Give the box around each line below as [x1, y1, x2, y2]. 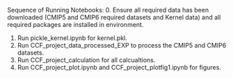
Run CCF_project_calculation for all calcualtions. [17, 56, 156, 64]
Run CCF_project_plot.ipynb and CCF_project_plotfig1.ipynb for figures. [17, 64, 221, 71]
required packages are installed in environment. [7, 21, 144, 28]
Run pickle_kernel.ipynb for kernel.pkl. [17, 34, 127, 42]
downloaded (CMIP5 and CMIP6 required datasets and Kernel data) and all [7, 13, 221, 21]
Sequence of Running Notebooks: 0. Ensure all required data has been [7, 6, 209, 14]
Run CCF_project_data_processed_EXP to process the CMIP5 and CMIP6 [17, 41, 227, 49]
